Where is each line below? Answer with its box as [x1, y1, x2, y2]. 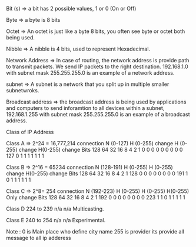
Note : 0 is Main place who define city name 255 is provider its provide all [6, 228, 184, 235]
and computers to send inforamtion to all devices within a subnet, [6, 105, 165, 111]
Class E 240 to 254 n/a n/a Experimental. [6, 217, 106, 223]
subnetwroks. [6, 87, 39, 94]
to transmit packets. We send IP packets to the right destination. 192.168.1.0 [6, 63, 188, 70]
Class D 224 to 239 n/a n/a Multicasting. [6, 205, 104, 212]
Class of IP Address [6, 129, 54, 135]
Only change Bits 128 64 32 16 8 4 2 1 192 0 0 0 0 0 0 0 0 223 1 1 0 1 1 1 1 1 [6, 194, 185, 201]
